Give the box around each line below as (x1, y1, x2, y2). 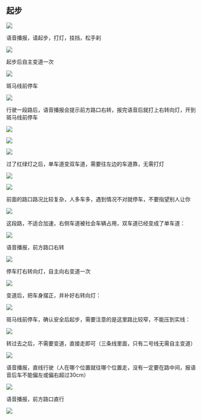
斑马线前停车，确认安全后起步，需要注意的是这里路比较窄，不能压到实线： (6, 315, 191, 323)
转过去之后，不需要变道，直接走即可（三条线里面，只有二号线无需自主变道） (6, 339, 196, 347)
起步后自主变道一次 (6, 58, 54, 65)
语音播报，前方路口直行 (6, 395, 64, 403)
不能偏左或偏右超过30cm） (22, 371, 89, 379)
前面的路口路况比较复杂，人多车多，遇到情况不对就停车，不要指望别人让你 (6, 195, 191, 202)
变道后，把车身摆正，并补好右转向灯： (6, 291, 101, 299)
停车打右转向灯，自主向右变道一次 (6, 267, 91, 275)
